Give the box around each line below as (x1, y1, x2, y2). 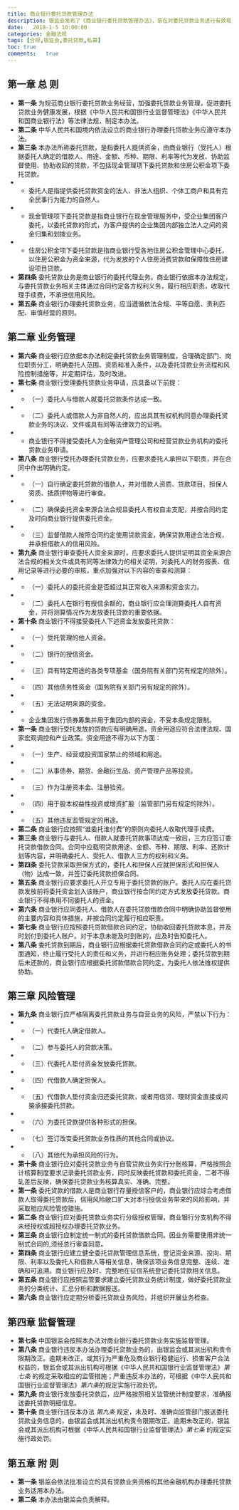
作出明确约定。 (30, 463, 75, 472)
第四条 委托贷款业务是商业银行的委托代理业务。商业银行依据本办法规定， (17, 272, 232, 281)
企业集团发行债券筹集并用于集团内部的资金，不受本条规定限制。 (28, 715, 216, 724)
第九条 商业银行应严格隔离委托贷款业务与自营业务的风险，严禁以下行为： (17, 1010, 232, 1019)
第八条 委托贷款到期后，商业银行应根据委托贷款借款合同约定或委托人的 (17, 940, 225, 949)
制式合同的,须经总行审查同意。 (17, 1240, 107, 1249)
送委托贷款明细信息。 (17, 1399, 80, 1407)
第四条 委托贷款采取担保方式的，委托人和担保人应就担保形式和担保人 (17, 860, 219, 869)
